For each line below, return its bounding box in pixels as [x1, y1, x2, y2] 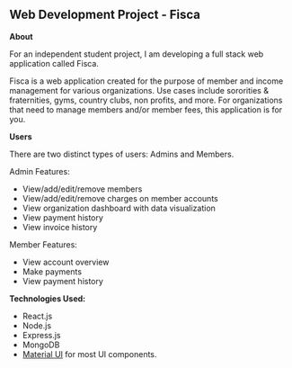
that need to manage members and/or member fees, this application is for [9, 103, 283, 115]
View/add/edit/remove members [22, 184, 143, 194]
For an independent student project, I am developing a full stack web [9, 49, 264, 59]
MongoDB [22, 339, 60, 350]
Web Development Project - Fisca [9, 7, 200, 22]
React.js [22, 310, 53, 321]
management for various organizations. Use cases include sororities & [9, 85, 270, 95]
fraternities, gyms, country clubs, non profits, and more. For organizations [9, 94, 283, 105]
